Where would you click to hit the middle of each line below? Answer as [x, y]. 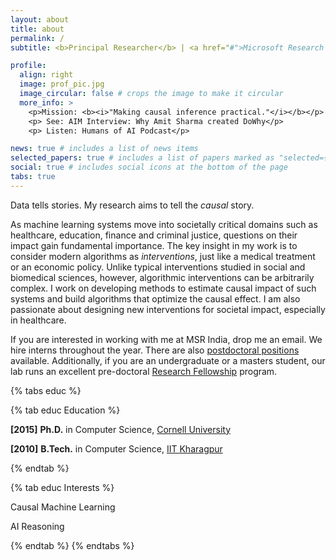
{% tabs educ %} [46, 390]
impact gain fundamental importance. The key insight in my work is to [154, 245]
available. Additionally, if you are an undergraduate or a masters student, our [168, 360]
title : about [37, 29]
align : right [46, 75]
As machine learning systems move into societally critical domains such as [164, 224]
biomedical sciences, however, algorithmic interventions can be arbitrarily [162, 277]
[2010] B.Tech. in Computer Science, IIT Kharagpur [116, 448]
